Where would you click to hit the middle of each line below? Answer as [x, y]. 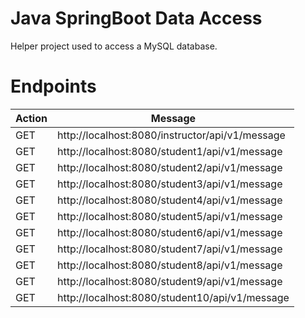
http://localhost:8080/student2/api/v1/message [169, 167]
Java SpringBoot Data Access [136, 18]
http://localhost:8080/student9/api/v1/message [169, 281]
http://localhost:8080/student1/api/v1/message [169, 151]
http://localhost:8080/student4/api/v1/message [169, 200]
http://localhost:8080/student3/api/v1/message [169, 184]
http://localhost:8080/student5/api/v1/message [169, 216]
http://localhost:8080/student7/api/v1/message [169, 249]
